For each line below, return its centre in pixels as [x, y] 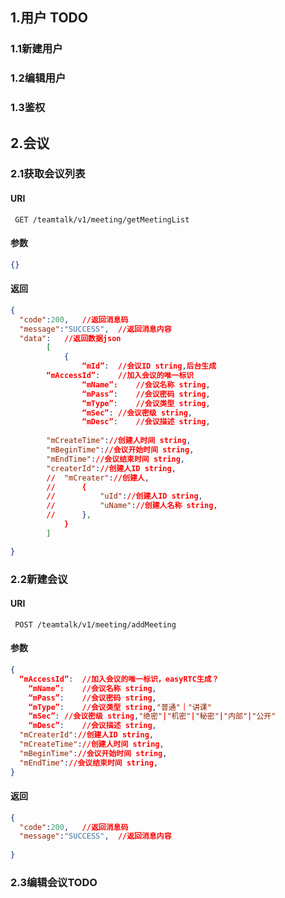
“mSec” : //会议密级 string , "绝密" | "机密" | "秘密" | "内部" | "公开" [152, 716]
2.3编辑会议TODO [54, 883]
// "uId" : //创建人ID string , [124, 496]
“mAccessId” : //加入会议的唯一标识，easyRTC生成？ [119, 679]
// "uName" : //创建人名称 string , [132, 506]
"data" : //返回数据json [70, 338]
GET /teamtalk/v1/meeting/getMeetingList [102, 219]
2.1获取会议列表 [48, 174]
